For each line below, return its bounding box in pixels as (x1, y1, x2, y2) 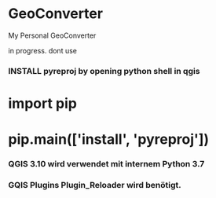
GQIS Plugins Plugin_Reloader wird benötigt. (8, 180, 182, 191)
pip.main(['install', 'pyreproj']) (8, 130, 210, 148)
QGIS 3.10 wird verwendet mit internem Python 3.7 (8, 159, 205, 170)
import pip (8, 95, 77, 112)
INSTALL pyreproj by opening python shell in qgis (8, 65, 200, 76)
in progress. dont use (8, 46, 77, 55)
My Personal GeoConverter (8, 31, 97, 40)
